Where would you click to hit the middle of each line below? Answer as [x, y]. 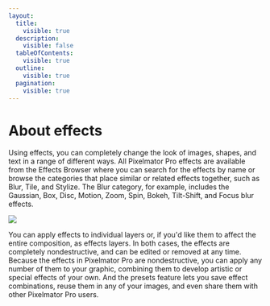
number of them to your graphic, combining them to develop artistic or [125, 269]
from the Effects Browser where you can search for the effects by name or [132, 170]
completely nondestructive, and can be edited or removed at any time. [125, 252]
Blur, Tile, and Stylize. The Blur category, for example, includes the [119, 187]
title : [27, 23]
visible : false [48, 46]
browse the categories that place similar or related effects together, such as [134, 179]
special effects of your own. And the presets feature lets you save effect [128, 278]
